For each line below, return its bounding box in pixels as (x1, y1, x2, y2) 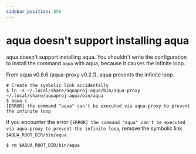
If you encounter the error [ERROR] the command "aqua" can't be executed (6, 118, 186, 125)
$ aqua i (6, 98, 28, 103)
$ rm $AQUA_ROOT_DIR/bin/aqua (6, 142, 80, 148)
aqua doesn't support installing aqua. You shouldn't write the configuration (6, 53, 187, 61)
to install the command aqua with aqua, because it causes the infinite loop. (6, 59, 186, 66)
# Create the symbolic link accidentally (6, 82, 109, 88)
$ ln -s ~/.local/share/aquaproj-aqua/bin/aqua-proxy (6, 88, 141, 93)
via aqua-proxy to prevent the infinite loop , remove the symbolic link (6, 125, 183, 132)
